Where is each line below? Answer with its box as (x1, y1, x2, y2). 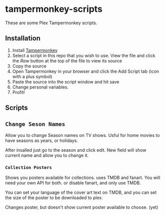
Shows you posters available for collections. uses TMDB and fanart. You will (5, 174, 161, 181)
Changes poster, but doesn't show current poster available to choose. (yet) (5, 204, 159, 211)
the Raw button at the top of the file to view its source (12, 58, 122, 64)
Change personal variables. (12, 84, 69, 90)
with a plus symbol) (12, 73, 53, 80)
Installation (5, 34, 41, 43)
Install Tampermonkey (12, 47, 58, 53)
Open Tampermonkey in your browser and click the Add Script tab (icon (12, 68, 160, 74)
